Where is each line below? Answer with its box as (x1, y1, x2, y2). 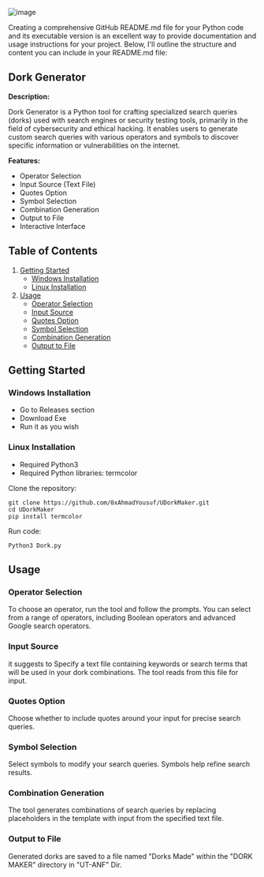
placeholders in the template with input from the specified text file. (8, 814, 225, 823)
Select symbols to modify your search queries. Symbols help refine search (8, 759, 251, 769)
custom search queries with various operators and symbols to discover (8, 132, 239, 141)
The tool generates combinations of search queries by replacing (8, 805, 217, 815)
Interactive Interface (19, 221, 86, 230)
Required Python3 (19, 459, 79, 469)
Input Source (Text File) (19, 179, 96, 189)
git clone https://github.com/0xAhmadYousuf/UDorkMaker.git (8, 498, 210, 507)
